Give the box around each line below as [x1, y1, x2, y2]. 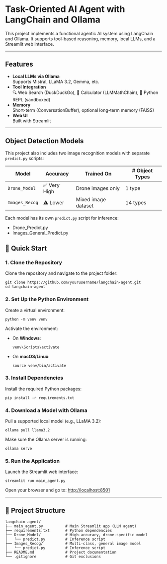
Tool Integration [12, 83, 46, 90]
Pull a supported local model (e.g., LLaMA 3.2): [5, 418, 102, 424]
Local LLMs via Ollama [12, 73, 60, 79]
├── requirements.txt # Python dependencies [5, 528, 112, 533]
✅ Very [43, 181, 60, 188]
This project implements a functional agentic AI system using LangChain [5, 30, 153, 36]
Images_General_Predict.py [12, 230, 69, 236]
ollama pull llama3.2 [5, 428, 50, 433]
